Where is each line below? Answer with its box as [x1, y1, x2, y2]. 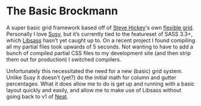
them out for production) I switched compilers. [6, 56, 122, 63]
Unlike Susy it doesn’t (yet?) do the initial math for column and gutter [6, 74, 176, 81]
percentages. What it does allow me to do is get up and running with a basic [6, 80, 195, 87]
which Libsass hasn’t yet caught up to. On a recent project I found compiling [6, 37, 196, 44]
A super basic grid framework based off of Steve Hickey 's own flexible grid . [6, 24, 194, 31]
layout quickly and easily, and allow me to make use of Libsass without [6, 86, 182, 93]
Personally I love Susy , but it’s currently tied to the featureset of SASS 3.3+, [6, 30, 193, 37]
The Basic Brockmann [6, 4, 119, 18]
